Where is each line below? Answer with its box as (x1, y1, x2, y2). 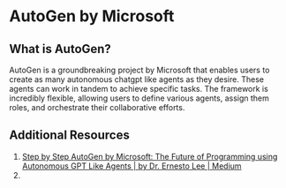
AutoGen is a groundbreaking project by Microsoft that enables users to (9, 64, 270, 75)
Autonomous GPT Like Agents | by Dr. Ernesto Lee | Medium (21, 161, 242, 171)
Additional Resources (9, 128, 130, 143)
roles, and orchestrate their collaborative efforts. (9, 102, 185, 112)
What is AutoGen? (9, 41, 112, 56)
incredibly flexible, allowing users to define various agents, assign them (9, 93, 269, 103)
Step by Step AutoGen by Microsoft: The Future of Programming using (21, 151, 278, 162)
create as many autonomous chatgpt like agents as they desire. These (9, 74, 265, 85)
